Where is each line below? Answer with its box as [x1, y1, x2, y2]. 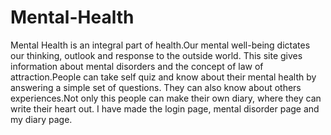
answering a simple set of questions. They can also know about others [10, 81, 302, 93]
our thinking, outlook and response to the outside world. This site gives [10, 49, 303, 61]
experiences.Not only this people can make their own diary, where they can [10, 92, 322, 104]
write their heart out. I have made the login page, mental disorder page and [10, 102, 320, 115]
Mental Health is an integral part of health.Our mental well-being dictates [10, 39, 311, 51]
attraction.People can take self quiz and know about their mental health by [10, 71, 317, 83]
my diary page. [10, 113, 73, 125]
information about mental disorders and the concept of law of [10, 60, 264, 72]
